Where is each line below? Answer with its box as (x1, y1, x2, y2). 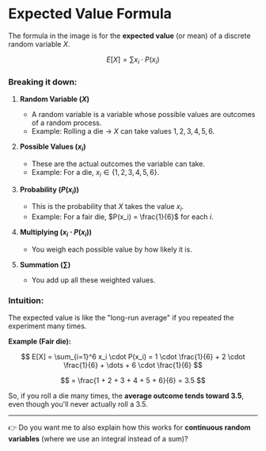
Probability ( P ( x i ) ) (19, 184, 79, 196)
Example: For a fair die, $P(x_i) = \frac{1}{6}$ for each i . (31, 212, 214, 222)
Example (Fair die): (8, 337, 71, 347)
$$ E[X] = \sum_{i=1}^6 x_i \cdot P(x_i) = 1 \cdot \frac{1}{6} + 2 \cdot (21, 352, 245, 362)
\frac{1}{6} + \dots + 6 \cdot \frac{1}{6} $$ (63, 361, 203, 370)
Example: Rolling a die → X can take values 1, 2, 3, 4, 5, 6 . (31, 127, 215, 136)
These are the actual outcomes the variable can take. (31, 159, 206, 169)
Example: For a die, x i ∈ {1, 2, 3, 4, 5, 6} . (31, 167, 160, 179)
